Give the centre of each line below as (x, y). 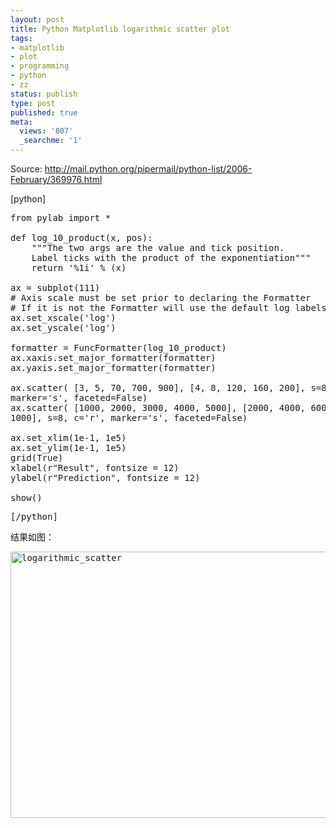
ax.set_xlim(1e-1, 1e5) (68, 437)
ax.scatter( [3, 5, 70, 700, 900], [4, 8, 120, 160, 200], (158, 387)
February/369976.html (56, 179)
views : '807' (46, 131)
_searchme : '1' (51, 141)
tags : (21, 38)
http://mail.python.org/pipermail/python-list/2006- (148, 169)
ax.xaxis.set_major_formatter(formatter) (113, 357)
